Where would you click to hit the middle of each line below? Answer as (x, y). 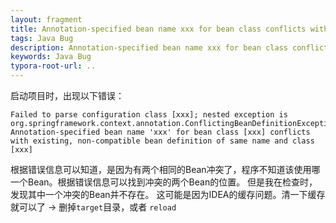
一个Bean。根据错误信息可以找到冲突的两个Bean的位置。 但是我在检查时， (164, 182)
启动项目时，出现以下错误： (67, 95)
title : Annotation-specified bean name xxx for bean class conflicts (158, 29)
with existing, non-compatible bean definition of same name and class (162, 141)
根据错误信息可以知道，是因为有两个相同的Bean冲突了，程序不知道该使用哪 (165, 169)
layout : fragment (46, 19)
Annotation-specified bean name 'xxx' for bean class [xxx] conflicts (160, 132)
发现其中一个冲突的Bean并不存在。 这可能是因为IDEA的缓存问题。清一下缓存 (168, 194)
